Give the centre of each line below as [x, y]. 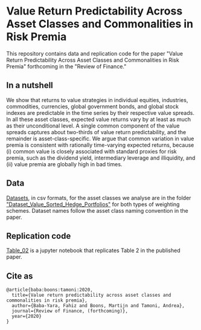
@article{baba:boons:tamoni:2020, [50, 290]
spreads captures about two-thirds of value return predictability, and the [96, 132]
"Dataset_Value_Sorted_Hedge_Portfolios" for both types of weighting [93, 204]
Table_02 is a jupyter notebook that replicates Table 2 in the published [93, 251]
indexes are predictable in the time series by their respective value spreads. [101, 112]
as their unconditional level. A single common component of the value [93, 126]
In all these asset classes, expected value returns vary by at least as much [99, 119]
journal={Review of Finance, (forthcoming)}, [70, 311]
